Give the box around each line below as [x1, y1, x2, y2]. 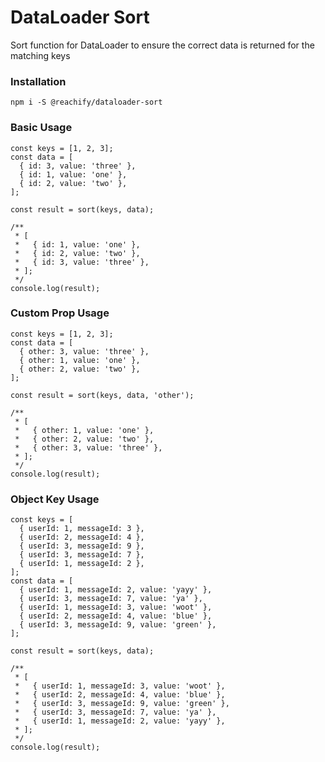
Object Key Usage [10, 492, 100, 506]
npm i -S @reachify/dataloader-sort [10, 97, 163, 108]
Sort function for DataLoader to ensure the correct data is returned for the [10, 39, 315, 51]
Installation [10, 74, 67, 88]
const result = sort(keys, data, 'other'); [10, 390, 195, 400]
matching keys [10, 49, 71, 61]
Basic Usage [10, 121, 73, 135]
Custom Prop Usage [10, 306, 110, 320]
